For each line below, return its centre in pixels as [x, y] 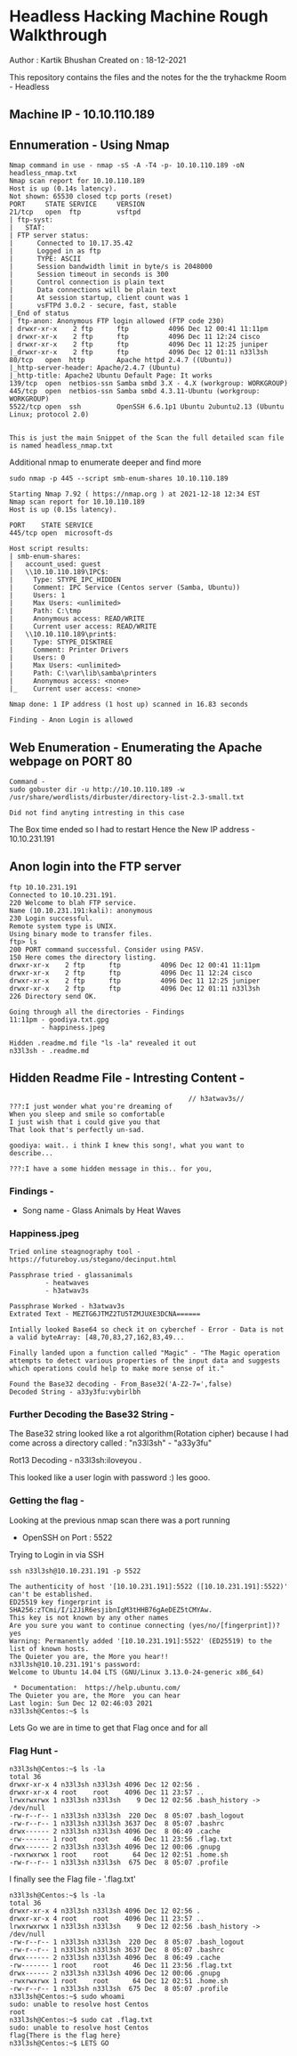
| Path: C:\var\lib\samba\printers [83, 674]
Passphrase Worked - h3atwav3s [67, 1307]
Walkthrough [58, 35]
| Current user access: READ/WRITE [83, 627]
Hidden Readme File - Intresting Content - [127, 1078]
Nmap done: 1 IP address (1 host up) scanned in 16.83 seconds [129, 705]
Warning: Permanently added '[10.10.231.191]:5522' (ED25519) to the [141, 1641]
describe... [31, 1153]
